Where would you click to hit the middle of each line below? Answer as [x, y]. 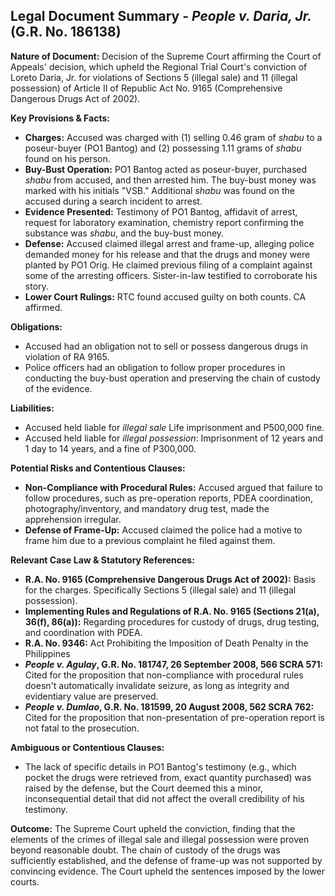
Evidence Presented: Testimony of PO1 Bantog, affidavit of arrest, [161, 211]
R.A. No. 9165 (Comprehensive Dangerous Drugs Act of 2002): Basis [170, 579]
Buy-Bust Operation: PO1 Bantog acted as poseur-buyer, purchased [166, 169]
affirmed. [43, 307]
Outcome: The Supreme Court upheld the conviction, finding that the [153, 828]
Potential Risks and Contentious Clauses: [98, 468]
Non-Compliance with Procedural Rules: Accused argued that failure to [173, 487]
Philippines [47, 653]
